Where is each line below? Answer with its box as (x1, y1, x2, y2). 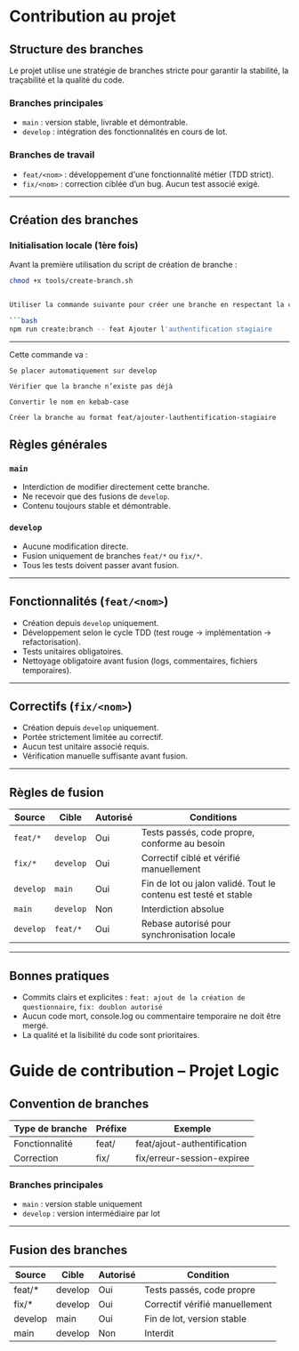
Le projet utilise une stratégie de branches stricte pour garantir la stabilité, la (9, 65, 289, 76)
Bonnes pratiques (9, 968, 109, 984)
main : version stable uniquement (21, 1199, 142, 1210)
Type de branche (13, 1122, 87, 1135)
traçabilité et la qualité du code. (9, 75, 125, 85)
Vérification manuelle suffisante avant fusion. (21, 751, 189, 761)
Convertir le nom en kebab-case (9, 398, 129, 406)
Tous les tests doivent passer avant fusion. (21, 559, 180, 570)
